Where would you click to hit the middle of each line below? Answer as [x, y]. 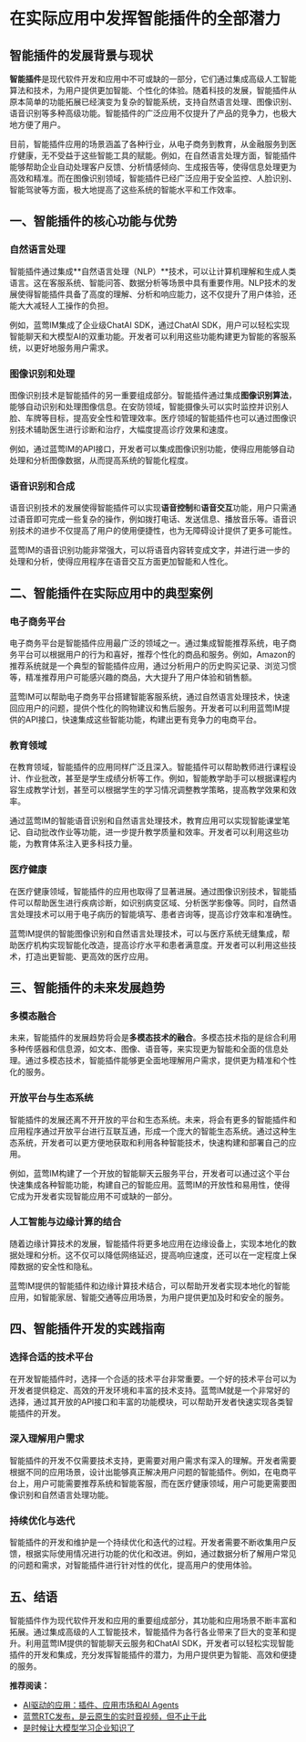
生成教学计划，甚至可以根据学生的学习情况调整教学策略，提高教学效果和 [153, 790]
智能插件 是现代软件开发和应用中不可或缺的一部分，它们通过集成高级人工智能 [153, 79]
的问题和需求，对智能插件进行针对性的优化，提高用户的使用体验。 [133, 1565]
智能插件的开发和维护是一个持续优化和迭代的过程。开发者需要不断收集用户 [149, 1542]
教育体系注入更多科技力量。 [85, 844]
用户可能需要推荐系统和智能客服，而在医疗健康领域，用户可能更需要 [161, 1483]
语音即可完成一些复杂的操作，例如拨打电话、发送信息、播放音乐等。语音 [153, 519]
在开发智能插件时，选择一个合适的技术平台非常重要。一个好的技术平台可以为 [153, 1378]
